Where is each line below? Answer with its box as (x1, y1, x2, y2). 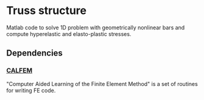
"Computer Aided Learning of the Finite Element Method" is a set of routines (6, 80, 198, 87)
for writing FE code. (6, 87, 56, 94)
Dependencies (6, 48, 63, 59)
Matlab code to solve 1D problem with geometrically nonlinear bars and (6, 24, 185, 31)
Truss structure (6, 4, 87, 18)
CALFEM (6, 66, 32, 75)
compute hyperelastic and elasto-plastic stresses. (6, 30, 132, 37)
